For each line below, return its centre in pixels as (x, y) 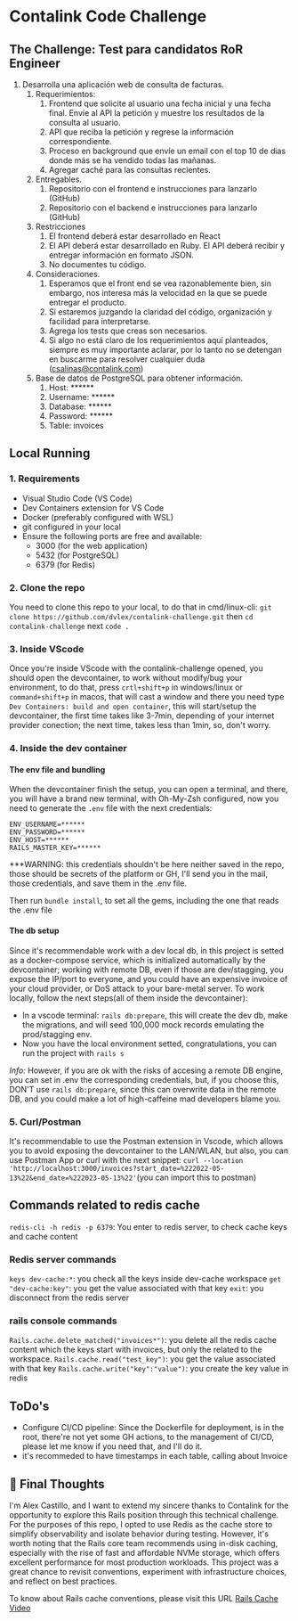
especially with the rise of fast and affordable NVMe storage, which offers (145, 1552)
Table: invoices (76, 426)
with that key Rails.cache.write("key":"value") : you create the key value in (149, 1369)
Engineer (35, 63)
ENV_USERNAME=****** (48, 825)
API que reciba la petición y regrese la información (141, 132)
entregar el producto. (88, 302)
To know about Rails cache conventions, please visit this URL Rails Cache (144, 1598)
